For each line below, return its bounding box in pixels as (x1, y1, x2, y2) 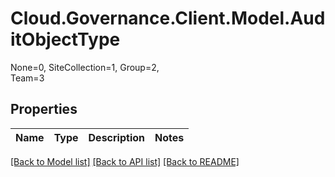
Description (88, 130, 145, 144)
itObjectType (10, 28, 121, 51)
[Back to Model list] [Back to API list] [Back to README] (10, 155, 240, 167)
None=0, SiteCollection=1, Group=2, (10, 61, 160, 73)
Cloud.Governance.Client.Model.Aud (10, 7, 326, 30)
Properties (10, 101, 78, 118)
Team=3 (10, 72, 45, 84)
